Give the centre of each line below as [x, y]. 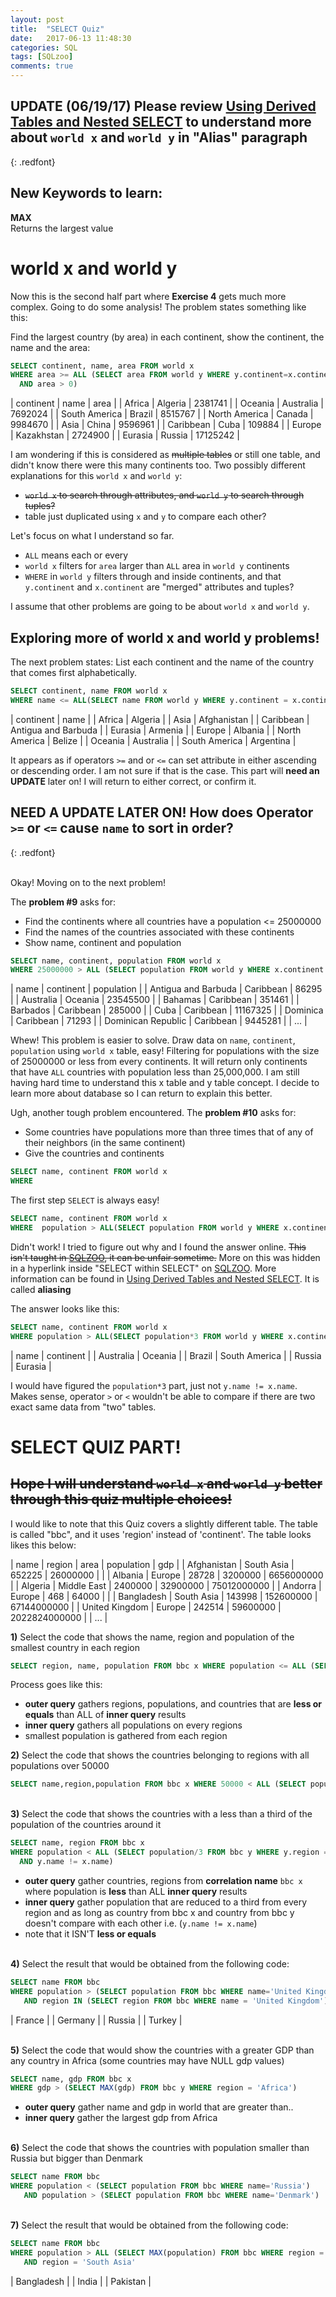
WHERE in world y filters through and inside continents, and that [153, 577]
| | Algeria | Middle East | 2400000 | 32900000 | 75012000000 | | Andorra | [166, 1585]
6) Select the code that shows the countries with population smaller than [160, 2148]
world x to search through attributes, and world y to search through [164, 495]
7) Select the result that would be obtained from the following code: [149, 2225]
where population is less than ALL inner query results [136, 1891]
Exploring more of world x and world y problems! [165, 637]
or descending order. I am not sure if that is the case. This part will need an [165, 770]
